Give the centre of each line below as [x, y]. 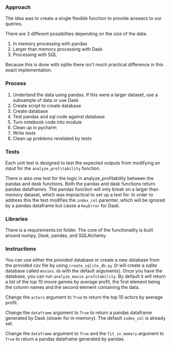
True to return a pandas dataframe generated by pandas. [65, 339]
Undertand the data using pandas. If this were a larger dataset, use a [85, 95]
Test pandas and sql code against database [59, 116]
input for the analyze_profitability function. [53, 168]
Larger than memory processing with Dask [58, 49]
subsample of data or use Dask [46, 100]
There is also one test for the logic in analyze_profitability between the [79, 178]
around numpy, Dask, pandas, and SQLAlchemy [56, 235]
